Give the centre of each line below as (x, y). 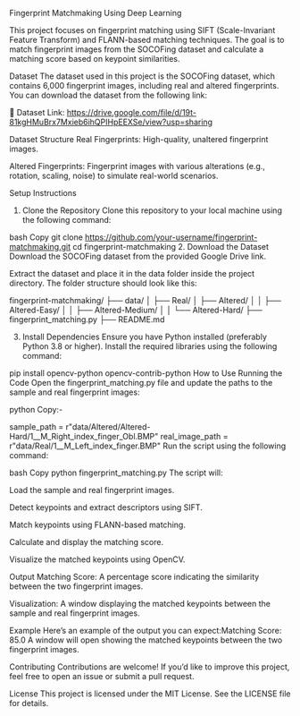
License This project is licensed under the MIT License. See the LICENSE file (150, 694)
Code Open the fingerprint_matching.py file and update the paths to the (141, 383)
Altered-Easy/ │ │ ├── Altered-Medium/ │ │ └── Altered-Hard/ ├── (136, 310)
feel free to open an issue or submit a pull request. (102, 676)
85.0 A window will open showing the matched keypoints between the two (146, 640)
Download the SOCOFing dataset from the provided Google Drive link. (137, 256)
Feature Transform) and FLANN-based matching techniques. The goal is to (147, 40)
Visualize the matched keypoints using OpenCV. (97, 559)
